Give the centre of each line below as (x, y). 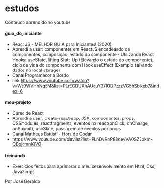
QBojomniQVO (27, 144)
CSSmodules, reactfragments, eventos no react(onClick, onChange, (81, 123)
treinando (15, 155)
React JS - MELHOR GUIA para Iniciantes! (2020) (62, 44)
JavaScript (23, 171)
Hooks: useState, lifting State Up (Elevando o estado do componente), (83, 60)
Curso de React (28, 113)
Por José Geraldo (23, 181)
